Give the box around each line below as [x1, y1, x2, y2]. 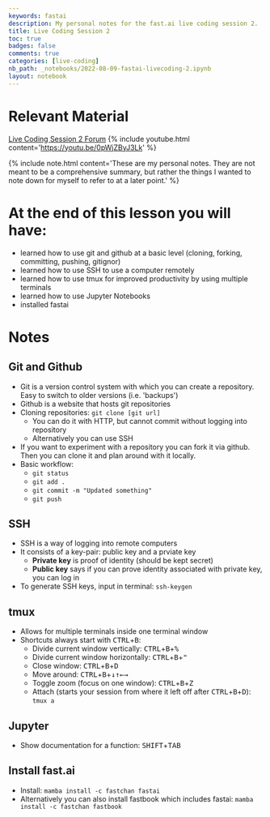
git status [32, 469, 70, 477]
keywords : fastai [8, 11, 67, 20]
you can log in [32, 573, 79, 583]
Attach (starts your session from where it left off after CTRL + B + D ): [32, 687, 251, 697]
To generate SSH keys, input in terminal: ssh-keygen [19, 581, 192, 592]
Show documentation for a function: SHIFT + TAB [19, 740, 181, 750]
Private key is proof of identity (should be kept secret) [32, 556, 214, 566]
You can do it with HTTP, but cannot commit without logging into [32, 416, 248, 426]
